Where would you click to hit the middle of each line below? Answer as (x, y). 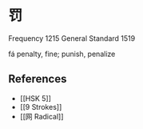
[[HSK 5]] (36, 98)
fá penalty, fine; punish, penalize (62, 54)
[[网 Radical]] (42, 116)
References (38, 79)
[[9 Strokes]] (41, 107)
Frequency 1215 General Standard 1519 (72, 38)
